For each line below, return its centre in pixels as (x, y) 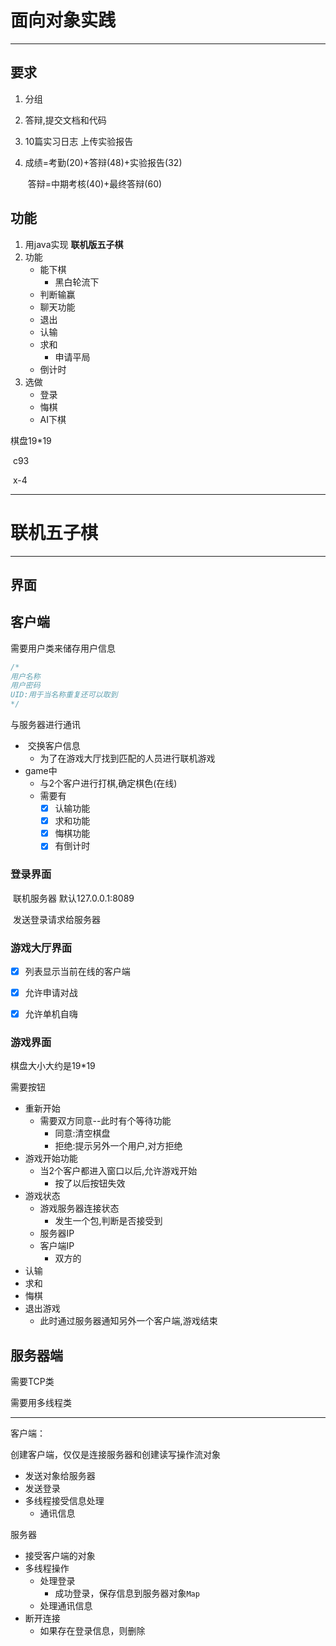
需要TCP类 (32, 1382)
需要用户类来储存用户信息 (63, 648)
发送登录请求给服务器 (56, 919)
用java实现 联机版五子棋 (74, 244)
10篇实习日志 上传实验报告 (79, 141)
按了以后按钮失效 (90, 1183)
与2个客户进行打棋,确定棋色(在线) (108, 783)
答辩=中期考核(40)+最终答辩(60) (95, 183)
